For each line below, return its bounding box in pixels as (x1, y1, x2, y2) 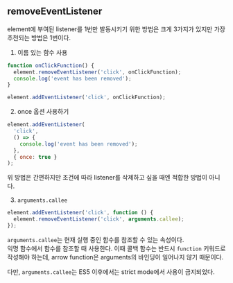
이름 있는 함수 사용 (17, 48, 68, 56)
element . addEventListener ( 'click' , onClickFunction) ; (7, 94, 166, 101)
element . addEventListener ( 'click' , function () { (7, 209, 154, 216)
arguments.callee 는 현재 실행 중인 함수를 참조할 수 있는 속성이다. (7, 235, 184, 243)
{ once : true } (13, 153, 58, 160)
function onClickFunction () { (7, 62, 95, 69)
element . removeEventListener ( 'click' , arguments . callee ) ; (13, 216, 185, 223)
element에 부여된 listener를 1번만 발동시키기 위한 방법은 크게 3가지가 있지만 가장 (7, 24, 225, 33)
